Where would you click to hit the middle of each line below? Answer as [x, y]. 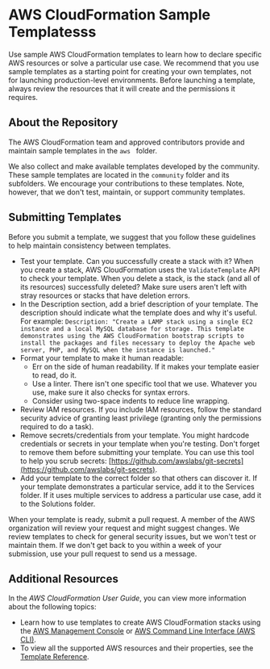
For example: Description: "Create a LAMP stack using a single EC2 [137, 321]
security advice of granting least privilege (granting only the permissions [141, 418]
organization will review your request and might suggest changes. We [124, 528]
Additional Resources [63, 579]
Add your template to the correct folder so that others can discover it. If [139, 478]
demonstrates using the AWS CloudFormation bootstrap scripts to [132, 336]
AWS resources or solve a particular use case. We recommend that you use [134, 63]
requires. [23, 97]
